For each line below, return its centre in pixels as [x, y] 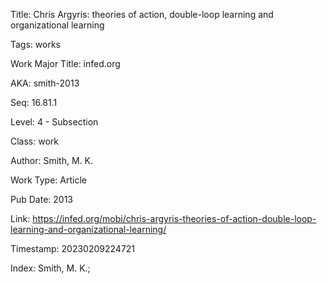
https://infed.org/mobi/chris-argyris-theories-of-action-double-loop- [174, 218]
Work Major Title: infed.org [65, 63]
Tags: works [35, 44]
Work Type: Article [48, 180]
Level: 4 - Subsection [54, 122]
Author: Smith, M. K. [51, 160]
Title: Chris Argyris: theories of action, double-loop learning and [142, 14]
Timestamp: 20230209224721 [73, 248]
